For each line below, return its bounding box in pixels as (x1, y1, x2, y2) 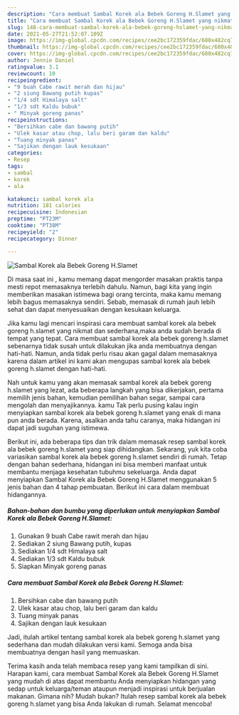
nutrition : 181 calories (7, 202, 81, 209)
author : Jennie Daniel (7, 57, 75, 64)
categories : (7, 150, 43, 157)
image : (7, 37, 27, 44)
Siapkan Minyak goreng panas (17, 562, 107, 570)
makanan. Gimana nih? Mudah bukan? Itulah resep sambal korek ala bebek (7, 692, 227, 701)
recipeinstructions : (7, 116, 69, 123)
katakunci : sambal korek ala (7, 195, 94, 203)
